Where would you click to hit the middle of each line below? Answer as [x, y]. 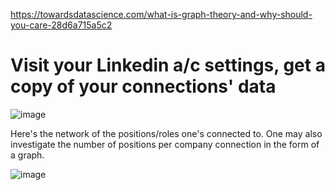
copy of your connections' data [143, 86]
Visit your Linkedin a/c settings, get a [168, 65]
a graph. [27, 155]
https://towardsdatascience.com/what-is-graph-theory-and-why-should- [161, 14]
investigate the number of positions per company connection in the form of [165, 144]
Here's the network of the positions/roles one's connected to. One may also [166, 133]
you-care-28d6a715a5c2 [61, 25]
